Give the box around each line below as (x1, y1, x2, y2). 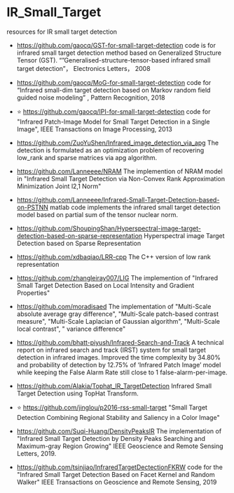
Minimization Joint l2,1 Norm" (16, 182, 102, 190)
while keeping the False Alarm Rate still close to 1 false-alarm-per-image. (16, 368, 228, 376)
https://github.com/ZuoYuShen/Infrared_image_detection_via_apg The (16, 138, 219, 147)
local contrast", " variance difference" (16, 324, 126, 333)
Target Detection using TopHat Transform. (16, 389, 139, 397)
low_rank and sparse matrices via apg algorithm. (16, 153, 158, 162)
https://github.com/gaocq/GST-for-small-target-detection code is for (16, 41, 216, 49)
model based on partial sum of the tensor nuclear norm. (16, 210, 178, 218)
